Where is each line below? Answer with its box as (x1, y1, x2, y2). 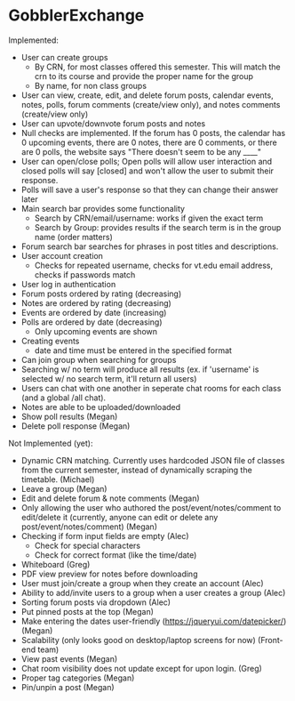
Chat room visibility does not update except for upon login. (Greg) (20, 663, 263, 673)
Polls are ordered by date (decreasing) (20, 317, 163, 327)
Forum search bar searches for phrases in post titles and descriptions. (20, 241, 279, 252)
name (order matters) (34, 231, 113, 242)
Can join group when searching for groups (20, 354, 177, 365)
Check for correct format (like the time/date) (34, 549, 197, 560)
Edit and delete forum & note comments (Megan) (20, 493, 201, 504)
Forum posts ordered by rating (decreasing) (20, 288, 182, 299)
